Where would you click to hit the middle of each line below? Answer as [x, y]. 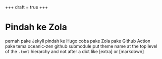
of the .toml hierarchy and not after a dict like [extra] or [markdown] [75, 51]
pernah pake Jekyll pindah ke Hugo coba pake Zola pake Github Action [78, 41]
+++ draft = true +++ [27, 7]
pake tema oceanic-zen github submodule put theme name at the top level [81, 46]
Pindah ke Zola [36, 27]
